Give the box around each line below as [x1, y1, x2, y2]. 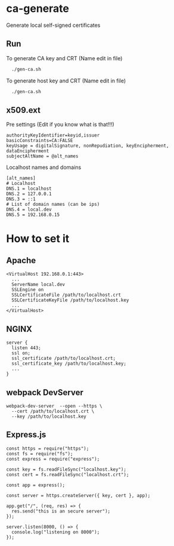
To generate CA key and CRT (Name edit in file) [6, 54, 123, 61]
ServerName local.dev [11, 282, 66, 288]
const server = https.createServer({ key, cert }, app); [6, 492, 151, 498]
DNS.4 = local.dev [6, 206, 52, 213]
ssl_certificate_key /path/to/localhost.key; [11, 360, 127, 367]
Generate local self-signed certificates [6, 21, 101, 29]
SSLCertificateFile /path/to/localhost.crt [11, 292, 121, 298]
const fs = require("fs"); [6, 451, 73, 456]
